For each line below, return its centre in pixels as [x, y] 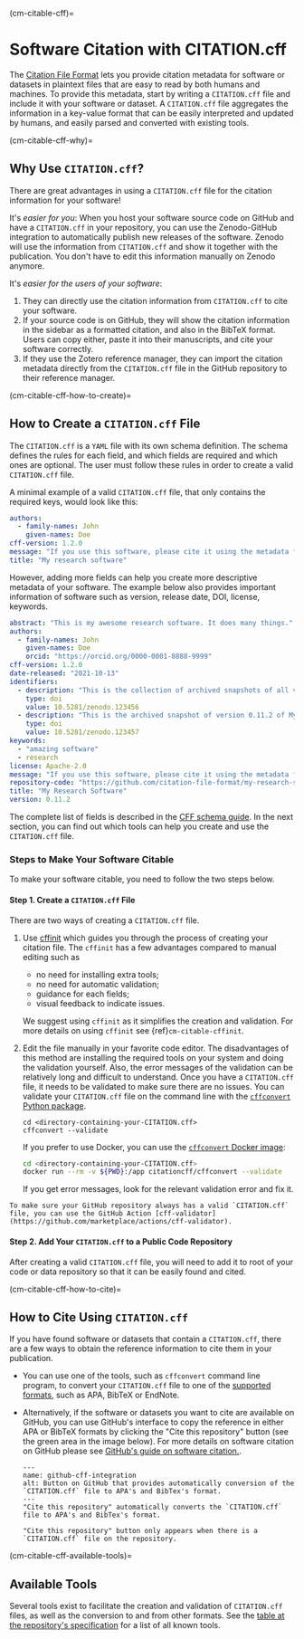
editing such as [51, 957]
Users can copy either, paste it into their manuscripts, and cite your [147, 339]
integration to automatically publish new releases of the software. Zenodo [147, 237]
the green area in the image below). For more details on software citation [158, 1442]
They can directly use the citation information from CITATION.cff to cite [155, 300]
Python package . [54, 1105]
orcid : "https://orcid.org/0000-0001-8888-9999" [119, 657]
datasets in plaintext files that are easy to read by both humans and [135, 84]
